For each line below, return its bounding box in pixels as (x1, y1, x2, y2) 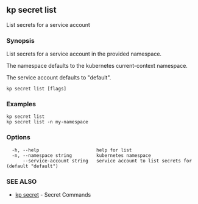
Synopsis (6, 36, 35, 45)
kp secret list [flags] (6, 86, 67, 92)
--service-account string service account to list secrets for (22, 158, 192, 164)
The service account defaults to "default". (6, 74, 111, 81)
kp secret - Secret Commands (15, 191, 91, 198)
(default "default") (6, 163, 59, 169)
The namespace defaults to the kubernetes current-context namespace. (6, 62, 188, 70)
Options (6, 133, 30, 142)
